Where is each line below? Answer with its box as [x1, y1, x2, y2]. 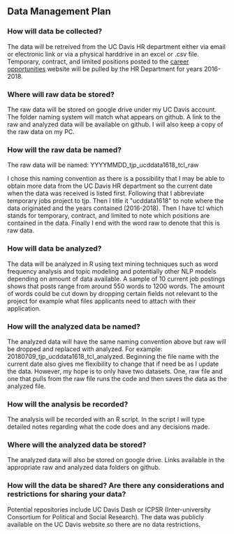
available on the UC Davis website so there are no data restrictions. [7, 520, 201, 528]
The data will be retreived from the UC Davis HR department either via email [7, 42, 226, 51]
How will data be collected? [7, 27, 103, 36]
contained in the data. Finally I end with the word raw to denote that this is [7, 219, 220, 228]
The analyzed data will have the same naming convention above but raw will [7, 337, 226, 346]
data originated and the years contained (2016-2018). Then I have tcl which [7, 204, 224, 212]
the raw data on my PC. [7, 127, 75, 135]
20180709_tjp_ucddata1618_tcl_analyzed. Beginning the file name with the [7, 352, 219, 360]
